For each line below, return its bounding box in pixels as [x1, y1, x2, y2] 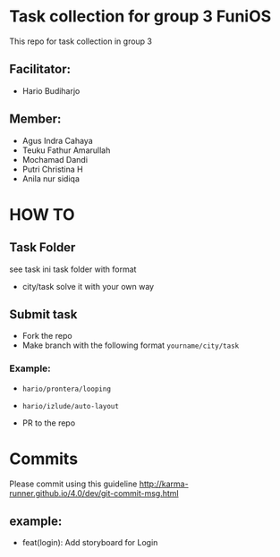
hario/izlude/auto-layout [21, 401, 119, 410]
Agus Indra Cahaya [21, 135, 94, 146]
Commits [9, 449, 79, 468]
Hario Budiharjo [21, 85, 81, 96]
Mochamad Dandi [21, 154, 88, 165]
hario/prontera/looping [21, 384, 112, 393]
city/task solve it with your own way [21, 281, 155, 291]
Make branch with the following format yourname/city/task [21, 340, 240, 350]
